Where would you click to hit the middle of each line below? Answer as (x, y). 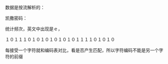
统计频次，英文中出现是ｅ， (34, 29)
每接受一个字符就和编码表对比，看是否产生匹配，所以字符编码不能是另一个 (82, 50)
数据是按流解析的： (25, 7)
